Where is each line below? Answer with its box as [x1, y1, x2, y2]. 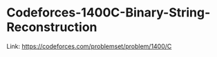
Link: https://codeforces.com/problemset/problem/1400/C [6, 42, 172, 50]
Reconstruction [6, 19, 97, 35]
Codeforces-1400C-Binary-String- [6, 5, 211, 21]
